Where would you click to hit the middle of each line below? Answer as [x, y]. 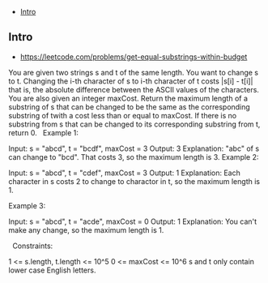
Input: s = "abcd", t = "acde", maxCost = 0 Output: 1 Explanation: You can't [133, 221]
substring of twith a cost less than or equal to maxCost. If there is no [123, 115]
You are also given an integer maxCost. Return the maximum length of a [128, 98]
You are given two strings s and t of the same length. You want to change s [134, 72]
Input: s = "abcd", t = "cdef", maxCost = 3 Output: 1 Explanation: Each [124, 173]
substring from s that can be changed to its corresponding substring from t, [134, 124]
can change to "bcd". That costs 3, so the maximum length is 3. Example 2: [134, 157]
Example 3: [27, 205]
